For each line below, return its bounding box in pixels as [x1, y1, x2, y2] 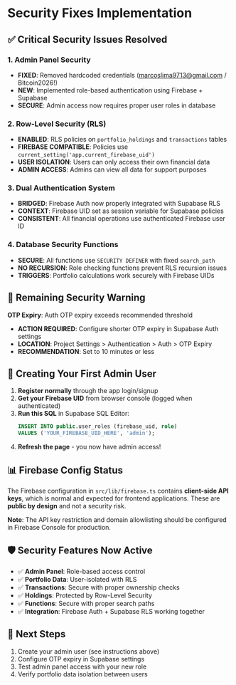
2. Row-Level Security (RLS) [7, 119, 107, 129]
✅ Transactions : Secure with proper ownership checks [17, 582, 180, 592]
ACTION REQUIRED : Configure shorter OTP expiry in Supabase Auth [17, 324, 219, 333]
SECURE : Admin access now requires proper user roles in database [17, 101, 216, 110]
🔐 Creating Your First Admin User [7, 367, 156, 380]
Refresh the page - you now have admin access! [17, 443, 161, 451]
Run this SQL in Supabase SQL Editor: [17, 409, 130, 418]
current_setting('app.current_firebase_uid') [17, 152, 155, 159]
